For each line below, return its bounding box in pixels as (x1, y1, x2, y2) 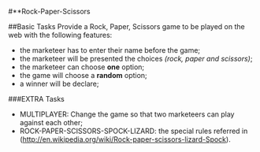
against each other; (19, 118, 83, 127)
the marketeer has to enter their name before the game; (19, 46, 201, 54)
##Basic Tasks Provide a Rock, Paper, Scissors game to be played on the (8, 22, 246, 31)
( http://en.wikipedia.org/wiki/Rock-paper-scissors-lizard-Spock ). (19, 135, 231, 144)
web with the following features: (8, 31, 113, 39)
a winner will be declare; (19, 79, 100, 88)
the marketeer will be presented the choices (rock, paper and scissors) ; (19, 54, 253, 63)
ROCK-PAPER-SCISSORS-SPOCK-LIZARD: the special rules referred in (19, 126, 248, 135)
